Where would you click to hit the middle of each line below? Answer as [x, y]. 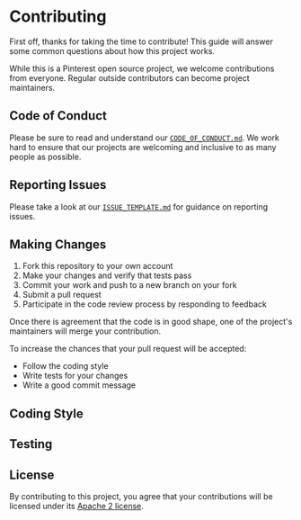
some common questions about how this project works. [112, 50]
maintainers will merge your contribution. [85, 331]
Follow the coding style [66, 366]
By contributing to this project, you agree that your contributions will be [141, 496]
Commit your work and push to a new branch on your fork [129, 285]
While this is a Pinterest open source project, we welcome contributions [142, 68]
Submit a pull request [62, 295]
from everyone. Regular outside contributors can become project [129, 77]
